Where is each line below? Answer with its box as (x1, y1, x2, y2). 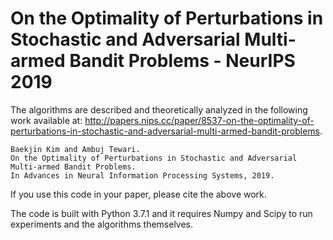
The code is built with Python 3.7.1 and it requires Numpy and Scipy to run (10, 207, 313, 219)
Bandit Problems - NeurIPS (69, 50, 296, 72)
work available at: (10, 114, 83, 126)
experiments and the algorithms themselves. (10, 218, 194, 230)
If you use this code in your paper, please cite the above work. (10, 188, 267, 200)
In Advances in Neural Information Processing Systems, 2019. (10, 170, 275, 181)
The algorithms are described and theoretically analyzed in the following (10, 103, 308, 116)
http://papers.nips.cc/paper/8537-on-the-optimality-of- (84, 114, 315, 126)
